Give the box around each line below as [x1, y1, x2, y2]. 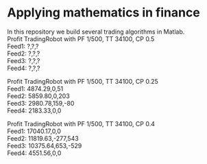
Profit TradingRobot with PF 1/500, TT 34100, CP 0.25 [7, 77, 159, 85]
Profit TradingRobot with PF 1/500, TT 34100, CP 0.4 [7, 119, 156, 128]
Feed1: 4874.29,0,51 [7, 84, 64, 93]
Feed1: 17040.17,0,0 [7, 127, 62, 135]
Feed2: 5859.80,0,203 [7, 91, 70, 100]
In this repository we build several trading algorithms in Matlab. [7, 27, 185, 36]
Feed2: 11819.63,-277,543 [7, 134, 79, 142]
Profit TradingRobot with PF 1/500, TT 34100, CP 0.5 [7, 34, 155, 43]
